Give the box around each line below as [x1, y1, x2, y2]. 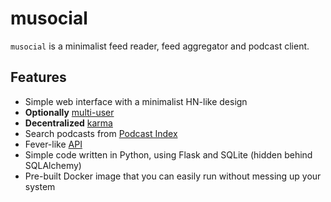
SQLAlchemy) [24, 159, 82, 171]
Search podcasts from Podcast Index [24, 127, 178, 139]
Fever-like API [24, 138, 83, 150]
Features [10, 69, 67, 86]
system [24, 180, 56, 192]
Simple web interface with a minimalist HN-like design [24, 95, 248, 107]
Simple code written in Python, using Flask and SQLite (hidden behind [24, 148, 313, 161]
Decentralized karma [24, 117, 113, 129]
